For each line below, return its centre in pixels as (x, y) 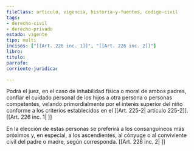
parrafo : (17, 63)
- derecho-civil (27, 23)
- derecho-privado (29, 29)
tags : (13, 18)
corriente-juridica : (33, 68)
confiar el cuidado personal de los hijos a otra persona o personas (89, 97)
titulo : (16, 57)
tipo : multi (21, 40)
